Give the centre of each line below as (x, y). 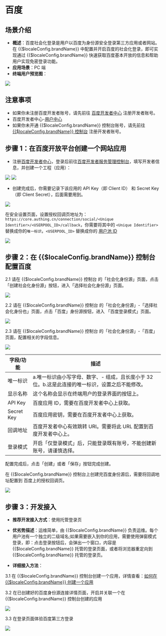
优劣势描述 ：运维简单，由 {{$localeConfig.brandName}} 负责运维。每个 (85, 530)
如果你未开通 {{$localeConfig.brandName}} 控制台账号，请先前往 (79, 125)
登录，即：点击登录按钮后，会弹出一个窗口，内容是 (64, 543)
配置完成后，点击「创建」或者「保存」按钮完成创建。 (59, 464)
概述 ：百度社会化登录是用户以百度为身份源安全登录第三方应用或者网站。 (86, 43)
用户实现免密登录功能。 (36, 61)
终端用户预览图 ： (30, 74)
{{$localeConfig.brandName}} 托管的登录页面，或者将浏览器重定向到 (83, 549)
